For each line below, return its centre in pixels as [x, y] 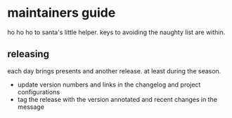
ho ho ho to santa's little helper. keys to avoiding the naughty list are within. [116, 32]
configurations [39, 91]
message [31, 107]
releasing [28, 54]
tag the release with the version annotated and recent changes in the [117, 99]
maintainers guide [62, 13]
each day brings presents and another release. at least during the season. [114, 71]
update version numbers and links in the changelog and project [109, 84]
